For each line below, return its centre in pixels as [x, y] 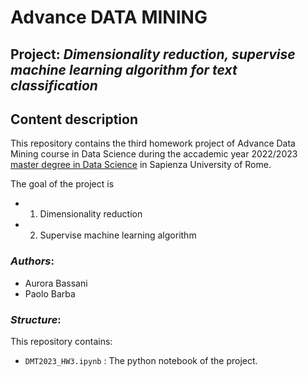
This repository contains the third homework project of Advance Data [153, 143]
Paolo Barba [50, 293]
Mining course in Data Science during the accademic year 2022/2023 [154, 154]
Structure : [36, 319]
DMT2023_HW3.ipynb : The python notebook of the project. [141, 360]
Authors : [32, 261]
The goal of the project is [62, 184]
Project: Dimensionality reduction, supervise [153, 54]
